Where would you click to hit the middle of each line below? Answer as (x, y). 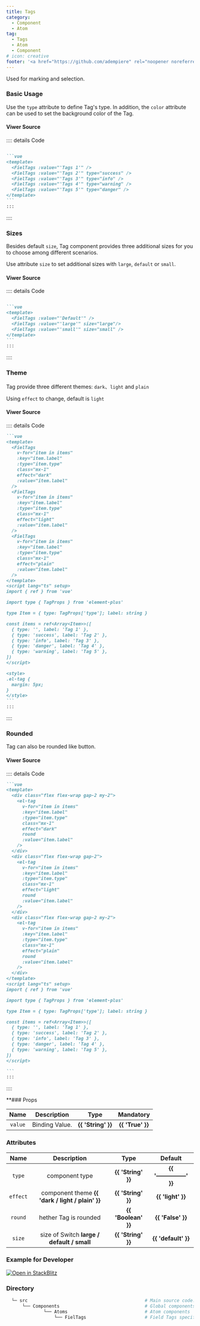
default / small (70, 1242)
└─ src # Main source (96, 1301)
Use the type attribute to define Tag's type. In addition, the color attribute (96, 107)
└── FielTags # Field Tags (115, 1317)
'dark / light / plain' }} (70, 1200)
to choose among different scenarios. (52, 253)
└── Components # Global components (109, 1306)
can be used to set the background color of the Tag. (70, 113)
